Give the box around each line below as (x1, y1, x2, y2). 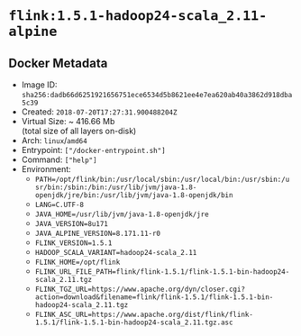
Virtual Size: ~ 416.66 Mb (21, 116, 115, 126)
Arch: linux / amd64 (21, 135, 87, 146)
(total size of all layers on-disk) (21, 125, 137, 136)
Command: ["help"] (21, 154, 97, 165)
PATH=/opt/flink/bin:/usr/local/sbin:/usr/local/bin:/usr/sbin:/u (34, 175, 290, 184)
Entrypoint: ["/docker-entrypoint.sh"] (21, 145, 166, 155)
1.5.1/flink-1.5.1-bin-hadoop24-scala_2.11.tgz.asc (34, 318, 233, 327)
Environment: (21, 164, 71, 174)
